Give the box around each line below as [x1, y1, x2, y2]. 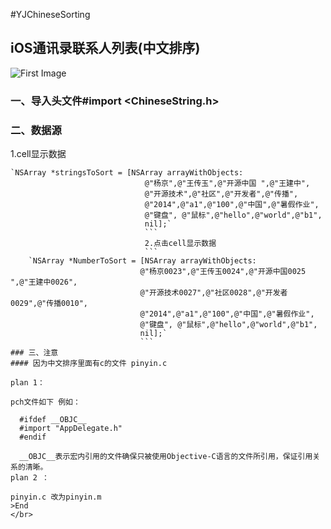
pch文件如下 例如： [10, 397, 81, 408]
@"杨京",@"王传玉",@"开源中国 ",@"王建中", [144, 179, 311, 189]
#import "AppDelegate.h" [19, 424, 123, 434]
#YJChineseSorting [10, 9, 91, 20]
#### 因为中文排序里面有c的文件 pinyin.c [10, 359, 168, 369]
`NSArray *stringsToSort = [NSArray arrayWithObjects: [10, 168, 244, 178]
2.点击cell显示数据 [144, 239, 217, 249]
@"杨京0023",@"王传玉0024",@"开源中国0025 [139, 267, 307, 277]
